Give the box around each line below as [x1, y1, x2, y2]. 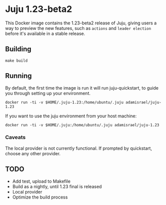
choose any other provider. [5, 150, 61, 156]
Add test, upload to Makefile [12, 178, 71, 184]
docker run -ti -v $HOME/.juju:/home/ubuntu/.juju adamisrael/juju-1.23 [5, 122, 160, 127]
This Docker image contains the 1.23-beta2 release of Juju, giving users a [5, 20, 157, 26]
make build [5, 58, 28, 63]
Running [5, 72, 32, 80]
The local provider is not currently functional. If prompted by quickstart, [5, 145, 152, 151]
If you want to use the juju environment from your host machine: [5, 113, 137, 119]
